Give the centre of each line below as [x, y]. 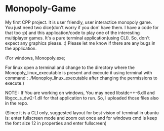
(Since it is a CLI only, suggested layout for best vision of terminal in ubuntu [82, 113]
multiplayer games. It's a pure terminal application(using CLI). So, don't [77, 38]
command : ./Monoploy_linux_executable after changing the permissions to [81, 78]
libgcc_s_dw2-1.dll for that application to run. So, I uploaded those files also [82, 98]
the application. [21, 48]
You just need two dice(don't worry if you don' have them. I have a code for [82, 27]
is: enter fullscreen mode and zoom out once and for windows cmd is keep [81, 118]
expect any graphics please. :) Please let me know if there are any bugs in [80, 43]
